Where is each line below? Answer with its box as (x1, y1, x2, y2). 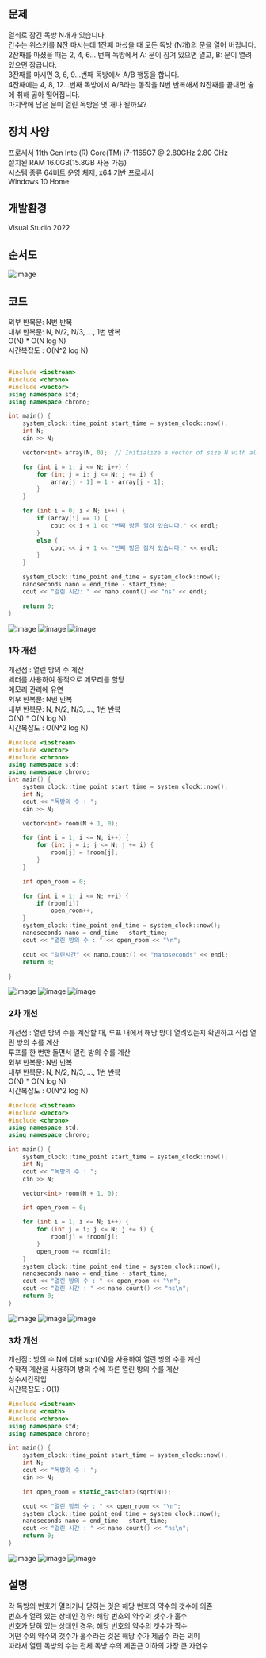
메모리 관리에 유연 (8, 684, 63, 694)
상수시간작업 (8, 1374, 47, 1384)
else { (36, 536, 59, 544)
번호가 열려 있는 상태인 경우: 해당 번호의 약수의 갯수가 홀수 (8, 1611, 188, 1621)
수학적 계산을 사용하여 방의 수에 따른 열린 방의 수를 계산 (8, 1365, 180, 1374)
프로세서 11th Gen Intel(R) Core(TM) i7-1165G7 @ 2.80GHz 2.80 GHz (8, 148, 228, 157)
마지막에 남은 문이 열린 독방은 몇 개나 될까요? (8, 99, 147, 109)
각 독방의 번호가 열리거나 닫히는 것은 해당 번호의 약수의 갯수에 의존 (8, 1601, 213, 1610)
